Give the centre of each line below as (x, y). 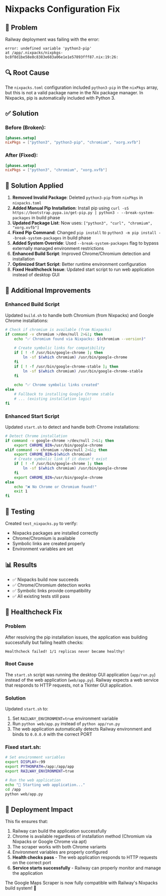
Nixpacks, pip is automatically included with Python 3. (60, 98)
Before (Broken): (26, 128)
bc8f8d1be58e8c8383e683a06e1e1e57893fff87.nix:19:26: (62, 57)
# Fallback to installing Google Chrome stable (64, 394)
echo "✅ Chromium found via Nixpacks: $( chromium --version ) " (80, 339)
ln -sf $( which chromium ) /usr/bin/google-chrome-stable (83, 371)
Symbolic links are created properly (49, 544)
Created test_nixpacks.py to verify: (41, 523)
